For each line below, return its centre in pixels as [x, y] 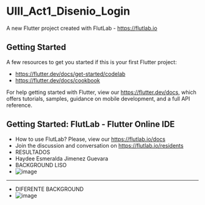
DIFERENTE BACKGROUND [49, 189]
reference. [19, 105]
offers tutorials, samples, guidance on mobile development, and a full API [98, 98]
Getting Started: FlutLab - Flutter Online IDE [91, 124]
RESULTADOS [33, 152]
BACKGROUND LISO [41, 165]
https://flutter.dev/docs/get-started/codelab [70, 74]
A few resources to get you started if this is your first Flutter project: [92, 62]
